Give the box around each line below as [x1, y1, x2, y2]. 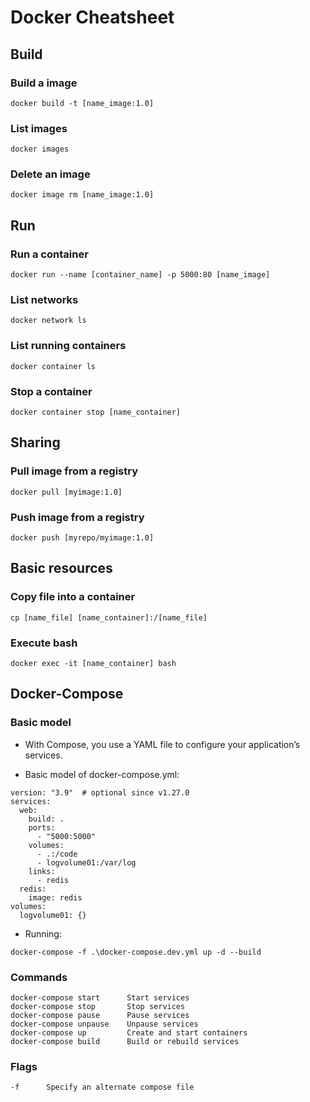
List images [10, 121, 68, 135]
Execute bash [10, 636, 78, 650]
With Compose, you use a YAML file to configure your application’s [24, 738, 301, 750]
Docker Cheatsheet [10, 6, 175, 29]
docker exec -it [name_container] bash [10, 659, 177, 669]
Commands [10, 970, 68, 984]
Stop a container [10, 384, 93, 398]
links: [28, 866, 56, 876]
